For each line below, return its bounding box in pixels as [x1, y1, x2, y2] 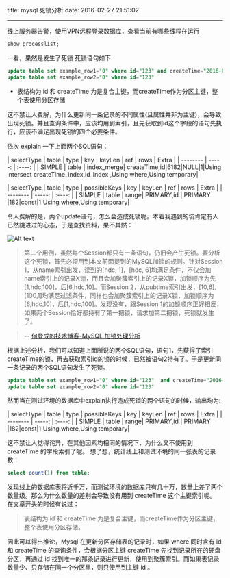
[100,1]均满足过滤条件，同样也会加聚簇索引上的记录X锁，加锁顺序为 [23, 291, 214, 299]
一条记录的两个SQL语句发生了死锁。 [7, 363, 110, 371]
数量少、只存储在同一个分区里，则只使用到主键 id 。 [7, 564, 154, 572]
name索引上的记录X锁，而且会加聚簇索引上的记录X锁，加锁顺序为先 [23, 274, 216, 282]
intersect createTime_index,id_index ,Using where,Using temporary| [7, 170, 199, 178]
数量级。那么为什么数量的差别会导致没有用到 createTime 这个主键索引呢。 [7, 492, 216, 500]
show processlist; [7, 40, 60, 47]
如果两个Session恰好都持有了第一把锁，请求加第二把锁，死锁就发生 [23, 308, 214, 316]
